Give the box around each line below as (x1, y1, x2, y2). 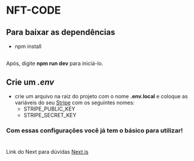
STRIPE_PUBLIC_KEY (23, 105, 76, 112)
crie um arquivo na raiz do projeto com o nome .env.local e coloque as (14, 93, 188, 100)
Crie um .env (6, 77, 54, 87)
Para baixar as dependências (6, 27, 115, 37)
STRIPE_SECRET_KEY (23, 112, 77, 119)
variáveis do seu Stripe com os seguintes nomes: (14, 99, 135, 107)
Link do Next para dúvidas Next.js (6, 149, 89, 156)
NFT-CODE (6, 4, 61, 17)
